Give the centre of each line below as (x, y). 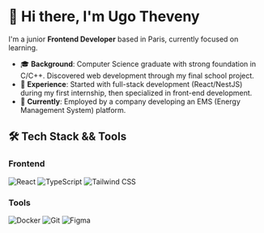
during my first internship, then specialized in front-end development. (136, 93)
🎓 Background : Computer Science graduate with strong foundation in (138, 63)
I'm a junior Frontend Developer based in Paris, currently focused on (123, 39)
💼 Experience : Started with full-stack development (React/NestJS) (131, 84)
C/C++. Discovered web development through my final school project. (137, 76)
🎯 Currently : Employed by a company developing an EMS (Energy (130, 101)
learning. (23, 47)
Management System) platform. (73, 110)
